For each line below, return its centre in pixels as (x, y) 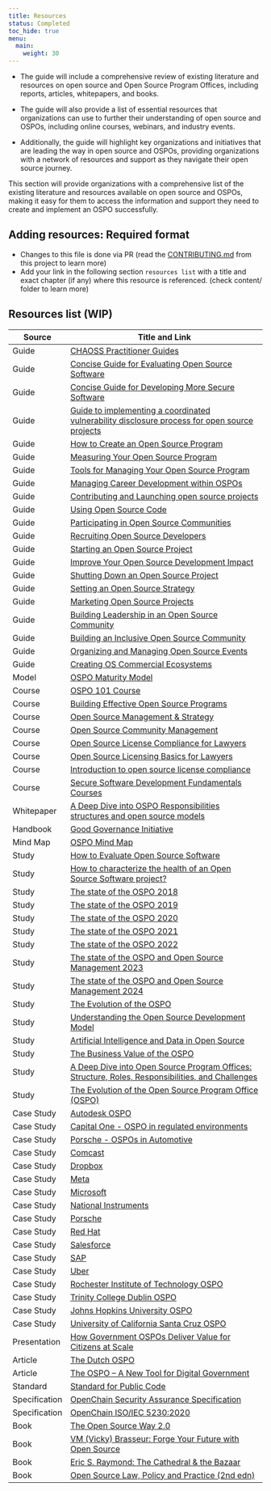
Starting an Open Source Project (131, 549)
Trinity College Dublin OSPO (123, 1297)
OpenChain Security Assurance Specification (156, 1399)
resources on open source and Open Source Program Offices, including (139, 85)
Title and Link (164, 337)
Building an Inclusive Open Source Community (158, 637)
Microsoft (88, 1192)
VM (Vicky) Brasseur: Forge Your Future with (154, 1438)
